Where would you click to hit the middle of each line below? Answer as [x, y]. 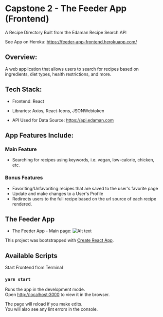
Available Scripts [31, 256]
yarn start [18, 279]
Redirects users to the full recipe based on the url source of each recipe [84, 198]
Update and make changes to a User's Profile [58, 194]
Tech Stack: [24, 89]
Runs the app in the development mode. [45, 289]
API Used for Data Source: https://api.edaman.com [63, 120]
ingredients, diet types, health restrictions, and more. [58, 74]
